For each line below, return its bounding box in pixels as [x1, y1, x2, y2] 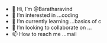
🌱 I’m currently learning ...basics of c [11, 18, 102, 24]
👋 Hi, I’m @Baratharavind [11, 6, 73, 12]
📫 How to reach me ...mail [11, 31, 77, 37]
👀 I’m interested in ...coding [11, 12, 79, 19]
